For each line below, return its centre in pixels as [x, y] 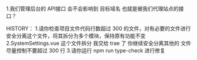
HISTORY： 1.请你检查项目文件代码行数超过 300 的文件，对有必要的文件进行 [98, 29]
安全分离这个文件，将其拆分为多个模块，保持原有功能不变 [76, 36]
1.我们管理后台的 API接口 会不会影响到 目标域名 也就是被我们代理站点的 [92, 9]
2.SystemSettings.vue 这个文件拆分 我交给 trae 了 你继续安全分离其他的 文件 [99, 43]
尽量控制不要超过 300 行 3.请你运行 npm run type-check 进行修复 [86, 51]
